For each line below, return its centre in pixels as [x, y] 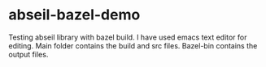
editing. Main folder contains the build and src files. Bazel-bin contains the [133, 45]
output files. [28, 54]
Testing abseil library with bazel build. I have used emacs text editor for [128, 37]
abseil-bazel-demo [74, 15]
